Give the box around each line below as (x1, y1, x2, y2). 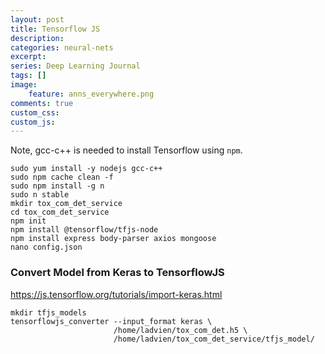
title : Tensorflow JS (10, 24, 101, 34)
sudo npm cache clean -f (10, 172, 114, 183)
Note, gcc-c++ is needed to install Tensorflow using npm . (10, 144, 243, 156)
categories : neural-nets (10, 42, 114, 53)
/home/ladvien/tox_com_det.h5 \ (113, 325, 248, 335)
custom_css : (10, 107, 60, 118)
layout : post (10, 14, 65, 25)
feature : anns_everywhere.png (28, 89, 155, 99)
